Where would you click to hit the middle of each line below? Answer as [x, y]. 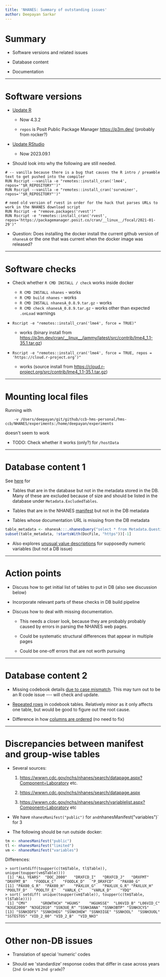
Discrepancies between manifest [74, 744]
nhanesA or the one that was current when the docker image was [78, 239]
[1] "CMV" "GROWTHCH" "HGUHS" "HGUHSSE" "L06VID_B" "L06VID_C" [84, 903]
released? [22, 244]
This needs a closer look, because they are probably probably [83, 621]
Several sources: [29, 768]
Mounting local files [47, 397]
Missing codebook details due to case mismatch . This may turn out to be [86, 689]
